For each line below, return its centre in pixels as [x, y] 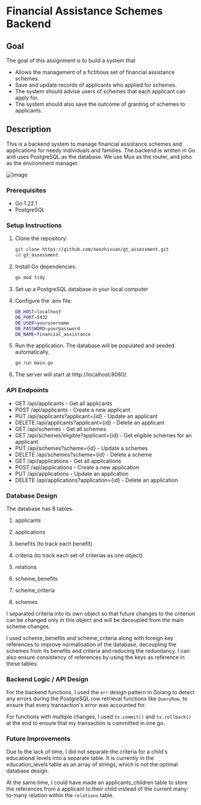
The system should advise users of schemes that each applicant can [100, 91]
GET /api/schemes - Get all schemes [60, 429]
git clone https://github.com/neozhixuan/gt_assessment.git [92, 250]
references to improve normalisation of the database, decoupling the [91, 644]
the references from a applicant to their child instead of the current [89, 789]
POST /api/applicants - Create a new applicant [73, 410]
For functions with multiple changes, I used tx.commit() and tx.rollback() [99, 717]
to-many [17, 795]
